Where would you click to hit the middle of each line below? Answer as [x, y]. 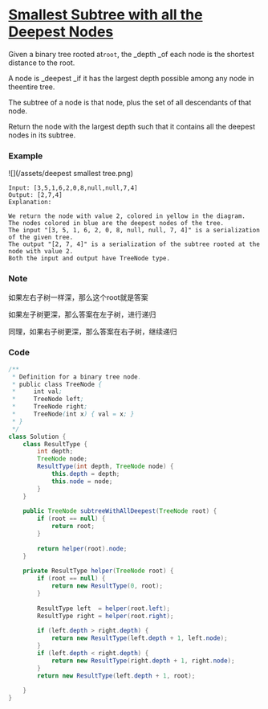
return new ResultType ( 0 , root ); [107, 586]
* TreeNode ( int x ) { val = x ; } [73, 414]
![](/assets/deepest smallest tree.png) [71, 174]
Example [26, 156]
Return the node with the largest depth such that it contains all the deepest [132, 126]
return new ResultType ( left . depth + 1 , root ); [116, 676]
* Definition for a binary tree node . [77, 377]
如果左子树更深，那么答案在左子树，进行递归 [82, 314]
